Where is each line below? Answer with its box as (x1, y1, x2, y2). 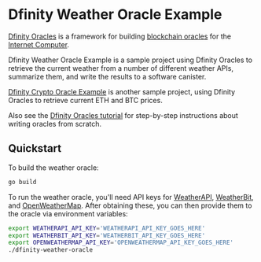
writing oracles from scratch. (8, 119, 102, 128)
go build (8, 178, 37, 186)
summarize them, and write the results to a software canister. (8, 72, 207, 81)
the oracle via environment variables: (8, 208, 128, 218)
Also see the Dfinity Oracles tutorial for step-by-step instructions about (8, 110, 238, 120)
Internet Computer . (8, 39, 69, 49)
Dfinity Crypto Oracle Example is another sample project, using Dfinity (8, 87, 236, 96)
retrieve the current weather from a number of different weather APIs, (8, 63, 234, 72)
